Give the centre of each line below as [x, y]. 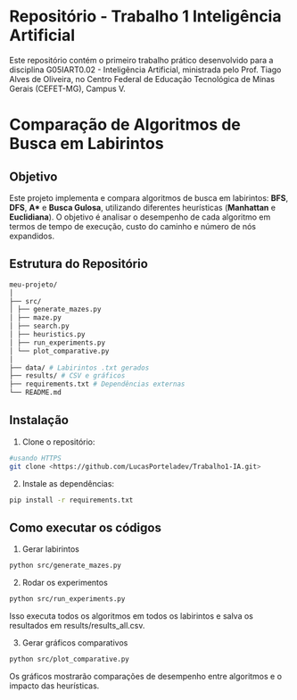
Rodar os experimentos [65, 583]
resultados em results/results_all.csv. [77, 625]
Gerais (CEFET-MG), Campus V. [68, 88]
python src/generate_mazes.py [66, 566]
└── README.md [36, 393]
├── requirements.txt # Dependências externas [97, 384]
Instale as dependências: [68, 483]
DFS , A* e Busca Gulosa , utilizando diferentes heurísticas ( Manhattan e [143, 207]
